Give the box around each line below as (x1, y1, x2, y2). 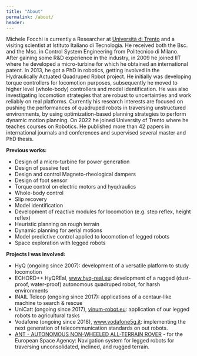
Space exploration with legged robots (14, 239, 106, 247)
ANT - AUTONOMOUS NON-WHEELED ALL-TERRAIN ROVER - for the (14, 331, 183, 338)
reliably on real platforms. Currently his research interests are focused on (6, 98, 183, 105)
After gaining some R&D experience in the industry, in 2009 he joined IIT (6, 54, 181, 62)
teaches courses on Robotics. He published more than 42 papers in (6, 123, 170, 130)
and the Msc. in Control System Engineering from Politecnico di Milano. (6, 48, 179, 55)
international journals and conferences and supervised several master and (6, 129, 186, 136)
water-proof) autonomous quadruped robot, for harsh (30, 281, 161, 288)
